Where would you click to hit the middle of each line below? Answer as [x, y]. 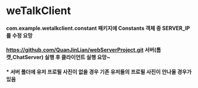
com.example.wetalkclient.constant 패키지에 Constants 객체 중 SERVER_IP [98, 28]
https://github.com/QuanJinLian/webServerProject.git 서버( [81, 50]
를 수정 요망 [20, 35]
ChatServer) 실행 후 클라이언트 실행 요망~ [61, 57]
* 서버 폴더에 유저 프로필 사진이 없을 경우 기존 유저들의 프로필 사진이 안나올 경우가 [99, 72]
